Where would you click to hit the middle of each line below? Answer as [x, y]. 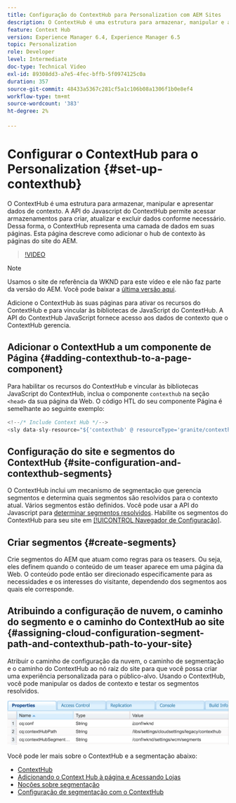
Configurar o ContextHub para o [103, 154]
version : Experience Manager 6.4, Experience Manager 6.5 [94, 37]
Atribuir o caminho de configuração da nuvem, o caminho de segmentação [116, 661]
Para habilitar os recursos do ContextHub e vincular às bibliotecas [103, 386]
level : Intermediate [38, 60]
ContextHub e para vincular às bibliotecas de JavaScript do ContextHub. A [116, 310]
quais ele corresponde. [41, 589]
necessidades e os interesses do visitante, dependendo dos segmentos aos [117, 582]
